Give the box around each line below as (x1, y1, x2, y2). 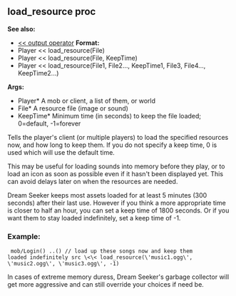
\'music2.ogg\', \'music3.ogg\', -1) (7, 260, 120, 267)
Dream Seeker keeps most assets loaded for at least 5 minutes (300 (7, 190, 207, 199)
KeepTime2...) (17, 68, 59, 77)
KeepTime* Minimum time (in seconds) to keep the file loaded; (17, 111, 202, 120)
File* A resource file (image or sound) (17, 103, 128, 113)
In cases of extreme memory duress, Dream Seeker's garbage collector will (7, 272, 230, 281)
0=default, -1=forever (17, 119, 81, 128)
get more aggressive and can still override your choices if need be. (7, 280, 205, 289)
